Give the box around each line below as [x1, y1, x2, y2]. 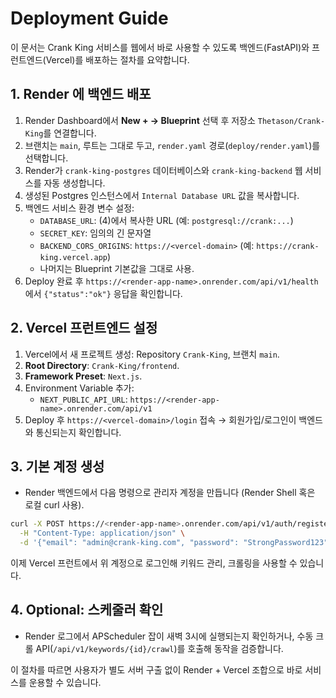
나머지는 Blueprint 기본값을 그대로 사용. [39, 262, 195, 274]
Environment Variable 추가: [24, 382, 135, 394]
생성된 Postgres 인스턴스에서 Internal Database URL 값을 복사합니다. [24, 189, 300, 201]
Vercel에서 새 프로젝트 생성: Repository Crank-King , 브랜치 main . [24, 348, 280, 360]
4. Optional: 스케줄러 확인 [10, 602, 164, 619]
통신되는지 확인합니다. [35, 426, 122, 438]
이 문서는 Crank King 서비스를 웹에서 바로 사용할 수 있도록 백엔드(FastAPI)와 [10, 41, 310, 53]
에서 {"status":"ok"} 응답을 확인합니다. [24, 287, 183, 299]
